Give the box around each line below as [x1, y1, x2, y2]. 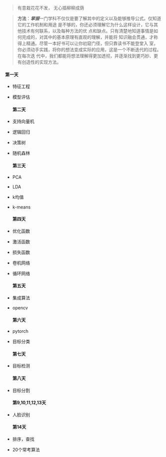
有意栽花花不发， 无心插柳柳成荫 [17, 5, 84, 10]
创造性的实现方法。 [21, 59, 61, 65]
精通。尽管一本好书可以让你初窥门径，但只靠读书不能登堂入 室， [26, 40, 158, 46]
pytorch [12, 328, 29, 334]
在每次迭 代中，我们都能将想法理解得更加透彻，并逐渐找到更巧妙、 [17, 53, 154, 59]
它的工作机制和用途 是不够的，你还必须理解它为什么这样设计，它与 [17, 22, 154, 27]
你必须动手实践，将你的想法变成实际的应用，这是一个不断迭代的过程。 [17, 47, 162, 52]
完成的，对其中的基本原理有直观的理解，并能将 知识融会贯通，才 [21, 34, 154, 40]
